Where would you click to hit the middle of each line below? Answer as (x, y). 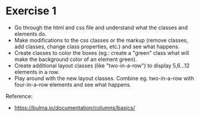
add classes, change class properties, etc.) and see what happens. (97, 47)
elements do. (30, 33)
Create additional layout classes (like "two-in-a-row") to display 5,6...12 (102, 65)
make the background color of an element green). (75, 59)
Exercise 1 (31, 11)
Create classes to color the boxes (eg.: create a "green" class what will (101, 53)
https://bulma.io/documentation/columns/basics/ (75, 107)
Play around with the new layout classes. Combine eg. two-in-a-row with (104, 78)
